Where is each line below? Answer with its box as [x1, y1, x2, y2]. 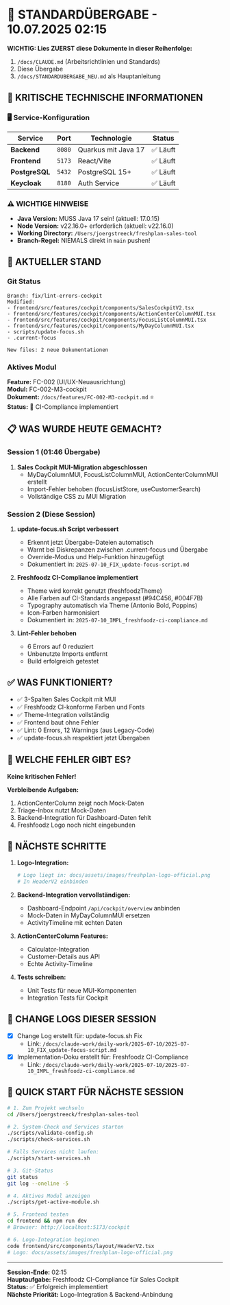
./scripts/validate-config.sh [7, 1129, 94, 1137]
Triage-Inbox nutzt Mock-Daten [16, 806, 106, 814]
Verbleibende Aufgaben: [7, 786, 79, 794]
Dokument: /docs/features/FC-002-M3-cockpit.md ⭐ [7, 392, 155, 401]
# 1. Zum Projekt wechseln [7, 1105, 84, 1112]
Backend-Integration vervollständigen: [16, 891, 131, 899]
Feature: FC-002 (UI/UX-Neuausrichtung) [7, 377, 126, 386]
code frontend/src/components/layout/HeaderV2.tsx [7, 1243, 155, 1249]
